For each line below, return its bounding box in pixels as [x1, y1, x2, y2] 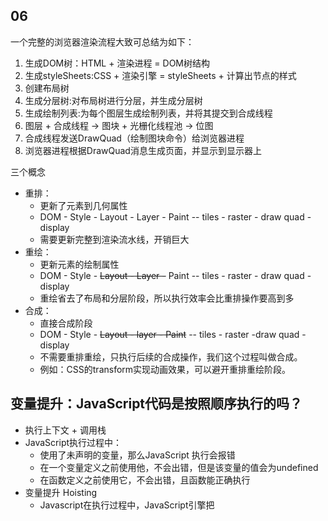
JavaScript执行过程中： [24, 436, 123, 448]
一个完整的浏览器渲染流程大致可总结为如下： [10, 35, 195, 48]
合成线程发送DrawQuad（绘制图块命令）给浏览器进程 [24, 132, 245, 144]
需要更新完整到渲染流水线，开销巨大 [39, 233, 190, 245]
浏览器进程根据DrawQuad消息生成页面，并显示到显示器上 [24, 144, 262, 156]
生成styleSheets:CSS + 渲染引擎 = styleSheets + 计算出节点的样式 [24, 69, 297, 81]
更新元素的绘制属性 [39, 258, 120, 270]
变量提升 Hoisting [24, 486, 98, 498]
